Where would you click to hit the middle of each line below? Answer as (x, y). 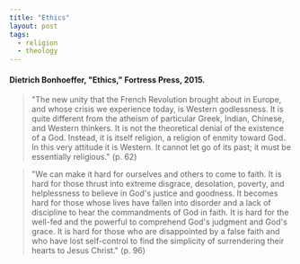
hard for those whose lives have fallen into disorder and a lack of (151, 203)
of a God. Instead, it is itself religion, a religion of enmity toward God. (158, 138)
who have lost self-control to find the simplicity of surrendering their (158, 241)
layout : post (34, 26)
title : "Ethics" (40, 18)
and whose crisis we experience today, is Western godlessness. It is (158, 110)
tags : (19, 34)
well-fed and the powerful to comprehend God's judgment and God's (159, 222)
